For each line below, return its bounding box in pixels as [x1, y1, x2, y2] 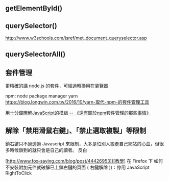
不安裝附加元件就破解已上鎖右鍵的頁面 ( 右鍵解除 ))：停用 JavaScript [5, 164, 150, 170]
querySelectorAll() [5, 49, 66, 58]
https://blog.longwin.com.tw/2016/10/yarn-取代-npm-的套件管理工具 [5, 99, 150, 105]
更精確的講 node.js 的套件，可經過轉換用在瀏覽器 [5, 83, 109, 89]
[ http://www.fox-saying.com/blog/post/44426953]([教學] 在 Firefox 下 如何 [5, 158, 163, 164]
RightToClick [5, 170, 32, 176]
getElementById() [5, 4, 63, 13]
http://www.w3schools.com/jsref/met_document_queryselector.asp [5, 35, 147, 41]
